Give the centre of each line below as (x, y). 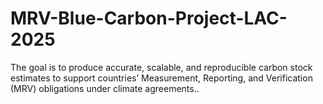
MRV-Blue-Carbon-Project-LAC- (149, 18)
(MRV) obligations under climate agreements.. (105, 88)
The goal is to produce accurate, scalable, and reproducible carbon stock (161, 67)
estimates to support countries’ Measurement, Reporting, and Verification (161, 78)
